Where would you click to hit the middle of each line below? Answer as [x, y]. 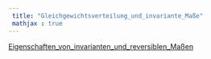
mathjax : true [37, 23]
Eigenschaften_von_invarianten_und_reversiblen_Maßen [101, 46]
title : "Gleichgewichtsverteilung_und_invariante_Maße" [108, 16]
